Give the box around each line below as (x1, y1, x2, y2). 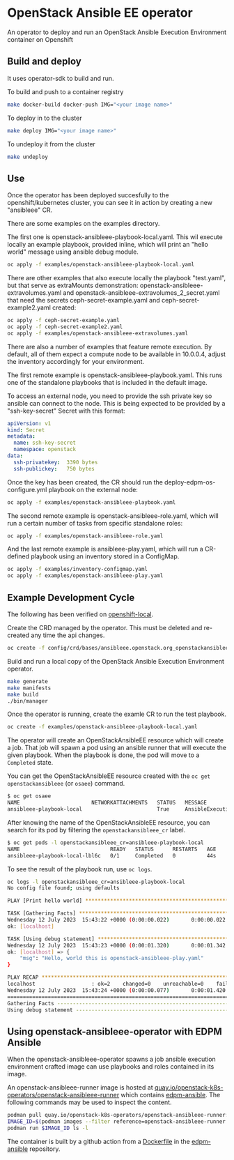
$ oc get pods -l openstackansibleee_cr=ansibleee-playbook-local (7, 839, 204, 846)
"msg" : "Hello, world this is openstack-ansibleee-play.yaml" (19, 955, 204, 962)
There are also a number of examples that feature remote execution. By (7, 342, 212, 351)
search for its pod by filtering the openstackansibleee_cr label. (7, 825, 186, 834)
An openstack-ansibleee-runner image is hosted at (7, 1083, 153, 1092)
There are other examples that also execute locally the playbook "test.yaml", (7, 274, 226, 282)
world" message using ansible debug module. (7, 247, 139, 256)
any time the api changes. (31, 631, 105, 639)
